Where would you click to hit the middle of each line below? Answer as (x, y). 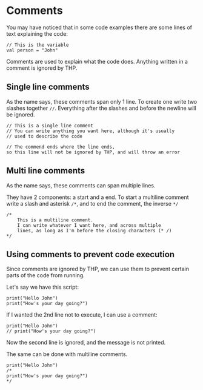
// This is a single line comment (50, 126)
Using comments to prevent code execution (90, 254)
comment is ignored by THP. (42, 68)
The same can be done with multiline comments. (67, 354)
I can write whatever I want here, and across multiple (89, 225)
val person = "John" (32, 50)
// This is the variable (38, 45)
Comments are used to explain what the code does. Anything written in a (97, 61)
